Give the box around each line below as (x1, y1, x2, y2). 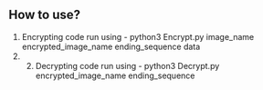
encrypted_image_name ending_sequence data (21, 41, 201, 52)
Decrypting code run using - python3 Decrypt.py (35, 60, 220, 71)
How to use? (8, 7, 81, 23)
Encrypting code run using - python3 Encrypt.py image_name (21, 31, 255, 42)
